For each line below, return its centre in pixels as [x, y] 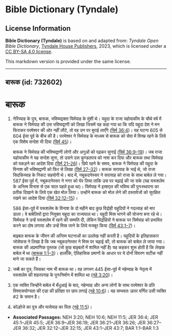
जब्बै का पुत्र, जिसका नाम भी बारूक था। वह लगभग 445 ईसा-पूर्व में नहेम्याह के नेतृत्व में [82, 269]
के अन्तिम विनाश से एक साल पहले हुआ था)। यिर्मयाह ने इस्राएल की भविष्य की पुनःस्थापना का [86, 187]
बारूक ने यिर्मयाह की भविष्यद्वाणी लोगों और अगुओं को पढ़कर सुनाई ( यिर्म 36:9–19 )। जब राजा [87, 152]
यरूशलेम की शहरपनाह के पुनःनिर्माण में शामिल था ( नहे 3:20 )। [63, 275]
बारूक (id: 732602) [34, 82]
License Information [38, 28]
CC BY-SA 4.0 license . [29, 51]
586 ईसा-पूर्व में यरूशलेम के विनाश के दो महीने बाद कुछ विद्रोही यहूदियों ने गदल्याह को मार [84, 208]
